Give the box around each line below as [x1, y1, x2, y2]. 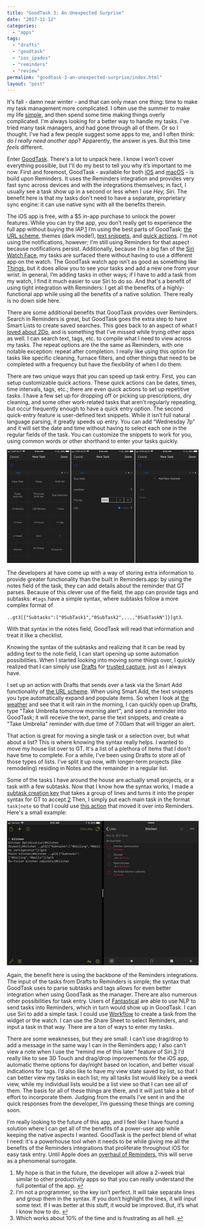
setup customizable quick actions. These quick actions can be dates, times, [7, 379, 197, 387]
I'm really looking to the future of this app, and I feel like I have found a [7, 1118, 184, 1126]
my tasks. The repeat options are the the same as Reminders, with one [7, 341, 184, 349]
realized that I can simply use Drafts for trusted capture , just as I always [7, 663, 187, 670]
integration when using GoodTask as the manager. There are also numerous [7, 991, 197, 998]
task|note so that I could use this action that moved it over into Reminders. [7, 802, 194, 810]
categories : [7, 23, 37, 29]
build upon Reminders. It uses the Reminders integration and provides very [7, 175, 195, 183]
